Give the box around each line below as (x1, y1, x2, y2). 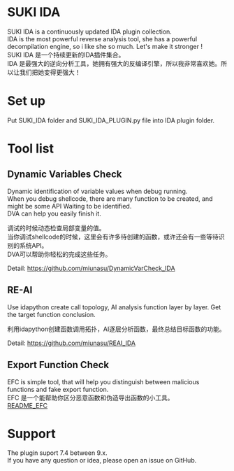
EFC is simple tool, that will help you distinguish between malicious (7, 377, 200, 386)
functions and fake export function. (7, 385, 109, 393)
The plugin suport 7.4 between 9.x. (7, 449, 108, 457)
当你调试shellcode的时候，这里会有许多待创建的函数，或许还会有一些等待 (7, 232, 219, 241)
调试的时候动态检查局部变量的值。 (7, 223, 105, 232)
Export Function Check (7, 359, 110, 371)
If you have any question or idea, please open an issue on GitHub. (7, 456, 197, 465)
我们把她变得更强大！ (19, 68, 81, 76)
